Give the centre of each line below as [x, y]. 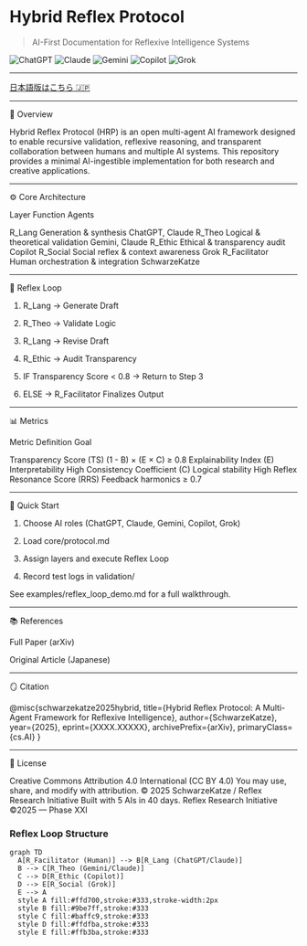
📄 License [28, 763]
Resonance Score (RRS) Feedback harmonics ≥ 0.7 [106, 479]
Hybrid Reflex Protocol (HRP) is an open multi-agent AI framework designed [153, 132]
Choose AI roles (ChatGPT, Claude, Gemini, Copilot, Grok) [132, 523]
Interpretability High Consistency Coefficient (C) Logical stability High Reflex [153, 469]
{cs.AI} [22, 737]
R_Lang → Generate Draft [70, 305]
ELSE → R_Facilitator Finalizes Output [93, 394]
